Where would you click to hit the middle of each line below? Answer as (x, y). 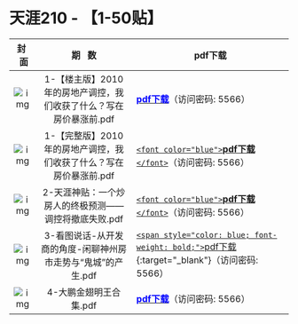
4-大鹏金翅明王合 (84, 292)
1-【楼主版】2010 (84, 79)
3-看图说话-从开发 (84, 235)
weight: (152, 247)
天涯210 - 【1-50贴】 (86, 18)
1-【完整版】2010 (84, 136)
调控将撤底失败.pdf (84, 218)
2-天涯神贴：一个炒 (84, 192)
